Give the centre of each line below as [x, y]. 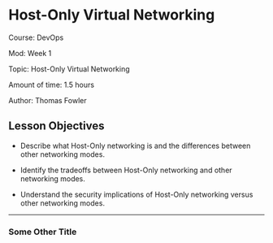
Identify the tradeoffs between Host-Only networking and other [126, 170]
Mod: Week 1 [30, 53]
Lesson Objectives [56, 126]
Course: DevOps [36, 37]
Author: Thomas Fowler [48, 100]
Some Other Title [43, 232]
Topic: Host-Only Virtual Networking [69, 69]
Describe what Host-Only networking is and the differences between [135, 145]
